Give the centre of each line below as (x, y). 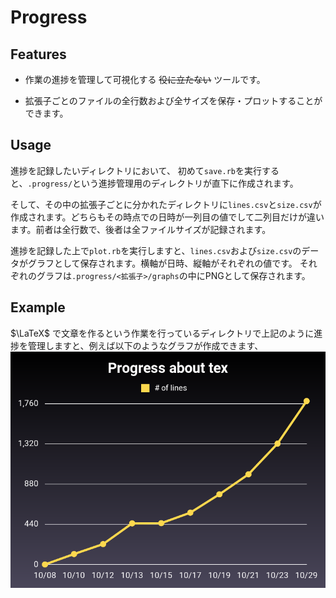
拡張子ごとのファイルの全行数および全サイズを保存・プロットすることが (173, 100)
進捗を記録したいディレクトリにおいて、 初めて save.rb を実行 (136, 170)
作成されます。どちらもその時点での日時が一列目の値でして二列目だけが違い (167, 217)
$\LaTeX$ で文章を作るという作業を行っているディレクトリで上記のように (162, 333)
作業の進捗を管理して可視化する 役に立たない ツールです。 (145, 79)
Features (38, 54)
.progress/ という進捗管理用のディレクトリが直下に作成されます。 (163, 183)
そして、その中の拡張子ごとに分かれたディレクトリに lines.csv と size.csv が (166, 204)
